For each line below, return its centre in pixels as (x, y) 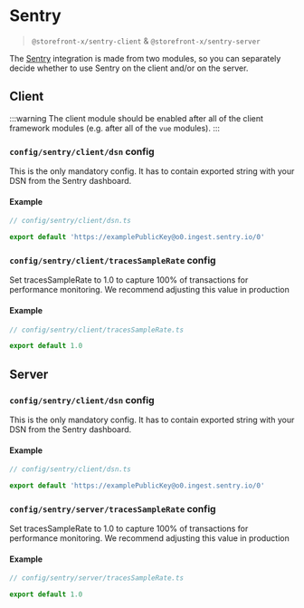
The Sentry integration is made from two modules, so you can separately (145, 58)
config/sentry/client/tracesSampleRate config (113, 260)
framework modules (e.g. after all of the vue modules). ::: (114, 128)
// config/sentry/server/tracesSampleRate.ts (96, 578)
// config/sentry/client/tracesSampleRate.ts (96, 330)
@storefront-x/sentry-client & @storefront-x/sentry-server (146, 41)
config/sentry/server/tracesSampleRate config (113, 508)
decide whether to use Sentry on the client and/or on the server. (129, 68)
